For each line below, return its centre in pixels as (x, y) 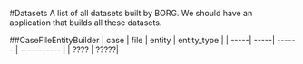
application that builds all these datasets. (86, 23)
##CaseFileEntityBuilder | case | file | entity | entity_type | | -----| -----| (142, 40)
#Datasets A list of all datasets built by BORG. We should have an (131, 13)
